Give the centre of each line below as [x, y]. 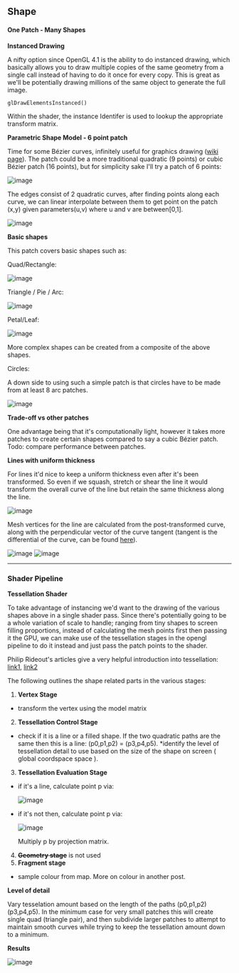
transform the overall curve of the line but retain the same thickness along [116, 489]
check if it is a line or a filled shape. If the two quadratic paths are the [119, 736]
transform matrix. [33, 123]
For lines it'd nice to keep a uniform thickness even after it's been [103, 474]
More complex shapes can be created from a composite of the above [109, 347]
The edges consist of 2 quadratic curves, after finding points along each [113, 194]
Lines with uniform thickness [51, 460]
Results [19, 948]
